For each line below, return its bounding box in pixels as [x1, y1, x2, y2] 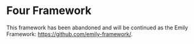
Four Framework [6, 4, 92, 18]
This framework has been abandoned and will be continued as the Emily [6, 24, 188, 31]
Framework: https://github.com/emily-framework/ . [6, 30, 133, 37]
